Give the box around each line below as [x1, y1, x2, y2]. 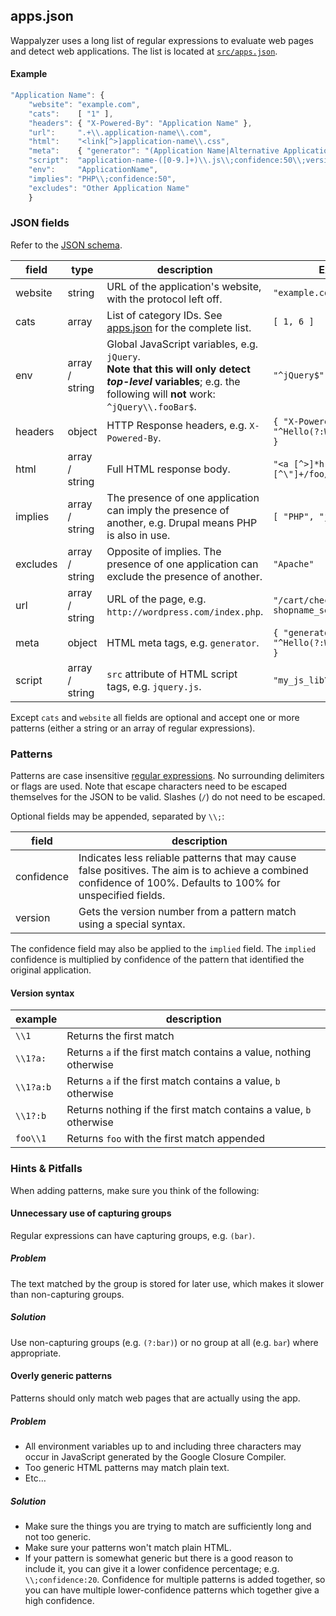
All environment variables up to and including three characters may [24, 1440, 302, 1452]
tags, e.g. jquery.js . [106, 679, 202, 693]
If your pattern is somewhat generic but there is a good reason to [24, 1552, 294, 1564]
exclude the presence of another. [106, 569, 263, 583]
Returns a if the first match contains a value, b [66, 1074, 281, 1088]
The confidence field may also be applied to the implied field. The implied [10, 943, 317, 955]
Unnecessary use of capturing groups [10, 1207, 172, 1219]
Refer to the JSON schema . [10, 239, 123, 251]
